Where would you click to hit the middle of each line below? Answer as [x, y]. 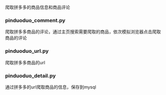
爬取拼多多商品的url [25, 62]
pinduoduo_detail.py [30, 76]
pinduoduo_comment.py [35, 20]
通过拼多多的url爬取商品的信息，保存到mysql [51, 87]
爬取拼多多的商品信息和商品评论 [38, 7]
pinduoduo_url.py [27, 51]
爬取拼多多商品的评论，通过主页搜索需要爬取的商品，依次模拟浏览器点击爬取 [83, 32]
